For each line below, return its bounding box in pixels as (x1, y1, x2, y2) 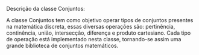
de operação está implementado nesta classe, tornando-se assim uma (6, 36, 182, 42)
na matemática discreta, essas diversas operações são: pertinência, (6, 23, 175, 30)
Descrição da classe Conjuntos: (6, 5, 86, 12)
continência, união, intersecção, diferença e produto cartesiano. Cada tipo (6, 29, 191, 36)
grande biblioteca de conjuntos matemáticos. (6, 42, 119, 49)
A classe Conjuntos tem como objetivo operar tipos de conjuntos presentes (6, 17, 194, 23)
